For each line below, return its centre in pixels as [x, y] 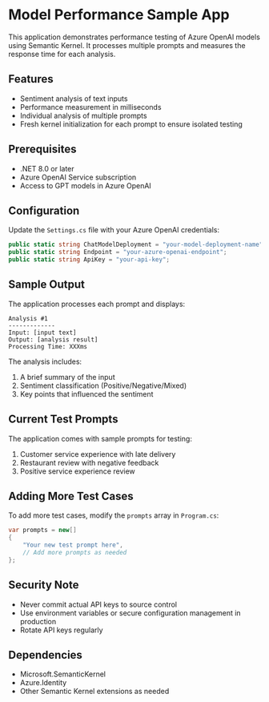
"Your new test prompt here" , [73, 545]
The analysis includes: [45, 361]
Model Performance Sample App [119, 15]
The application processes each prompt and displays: [97, 304]
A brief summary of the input [67, 377]
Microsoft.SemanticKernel [63, 674]
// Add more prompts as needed [75, 553]
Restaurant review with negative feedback [89, 462]
